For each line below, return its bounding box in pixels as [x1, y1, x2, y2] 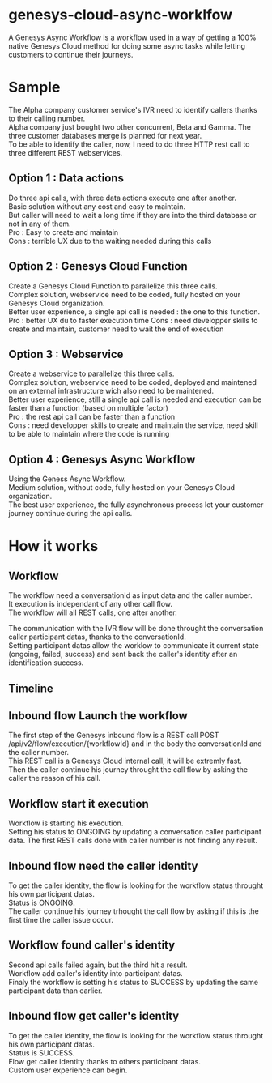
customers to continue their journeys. [8, 49, 134, 59]
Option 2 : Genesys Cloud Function [8, 259, 188, 273]
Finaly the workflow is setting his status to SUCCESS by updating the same [8, 977, 259, 987]
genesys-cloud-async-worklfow [8, 6, 233, 24]
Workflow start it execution [8, 796, 149, 811]
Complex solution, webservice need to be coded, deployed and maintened [8, 377, 257, 387]
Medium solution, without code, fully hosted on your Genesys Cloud [8, 483, 236, 492]
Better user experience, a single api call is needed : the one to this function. [8, 306, 261, 317]
